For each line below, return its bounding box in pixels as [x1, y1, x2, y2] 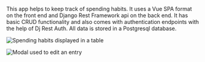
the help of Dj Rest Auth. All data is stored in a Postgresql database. [6, 25, 177, 32]
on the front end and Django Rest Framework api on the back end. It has [6, 12, 188, 19]
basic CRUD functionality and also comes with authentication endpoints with [6, 18, 199, 25]
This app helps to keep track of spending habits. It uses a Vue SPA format [6, 6, 192, 12]
